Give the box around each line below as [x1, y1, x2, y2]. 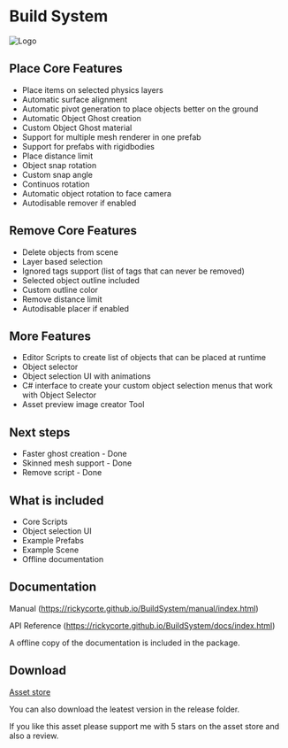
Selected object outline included [21, 274, 140, 285]
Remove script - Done [21, 467, 102, 478]
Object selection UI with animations [21, 371, 152, 382]
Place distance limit [21, 150, 94, 161]
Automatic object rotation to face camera [21, 188, 172, 198]
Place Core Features [9, 61, 123, 76]
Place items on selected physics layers [21, 84, 163, 95]
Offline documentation [21, 554, 104, 564]
